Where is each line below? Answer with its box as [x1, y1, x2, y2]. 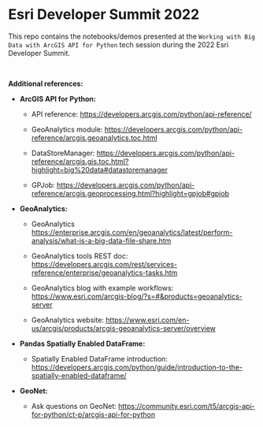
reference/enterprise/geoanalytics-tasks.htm [31, 268, 178, 277]
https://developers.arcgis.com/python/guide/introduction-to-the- [31, 362, 243, 372]
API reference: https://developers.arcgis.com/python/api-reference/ [31, 109, 252, 119]
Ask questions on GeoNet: [31, 401, 117, 410]
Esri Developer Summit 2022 [8, 6, 200, 24]
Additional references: [8, 79, 83, 88]
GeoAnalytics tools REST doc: [31, 251, 128, 261]
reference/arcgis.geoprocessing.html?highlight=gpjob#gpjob [31, 188, 230, 198]
